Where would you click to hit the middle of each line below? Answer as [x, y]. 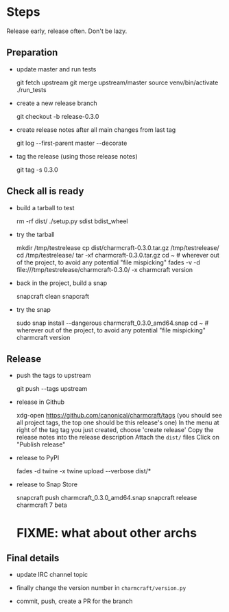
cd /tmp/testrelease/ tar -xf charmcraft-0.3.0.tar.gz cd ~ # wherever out [118, 255]
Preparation [32, 53]
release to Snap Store [47, 484]
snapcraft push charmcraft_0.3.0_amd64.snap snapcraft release [107, 498]
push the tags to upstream [53, 376]
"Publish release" [41, 444]
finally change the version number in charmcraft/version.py [101, 588]
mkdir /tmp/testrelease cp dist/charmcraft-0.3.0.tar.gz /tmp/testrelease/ [118, 247]
